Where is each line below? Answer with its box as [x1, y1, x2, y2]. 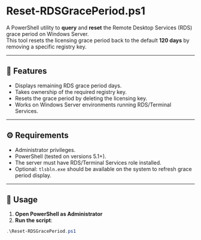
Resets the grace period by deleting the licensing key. [14, 95, 148, 102]
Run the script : [14, 217, 53, 224]
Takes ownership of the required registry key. [14, 88, 127, 95]
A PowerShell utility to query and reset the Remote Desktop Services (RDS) [6, 24, 193, 31]
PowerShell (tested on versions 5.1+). [14, 153, 106, 160]
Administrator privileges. [14, 146, 76, 153]
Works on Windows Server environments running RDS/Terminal [14, 101, 172, 108]
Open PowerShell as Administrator [14, 211, 103, 218]
